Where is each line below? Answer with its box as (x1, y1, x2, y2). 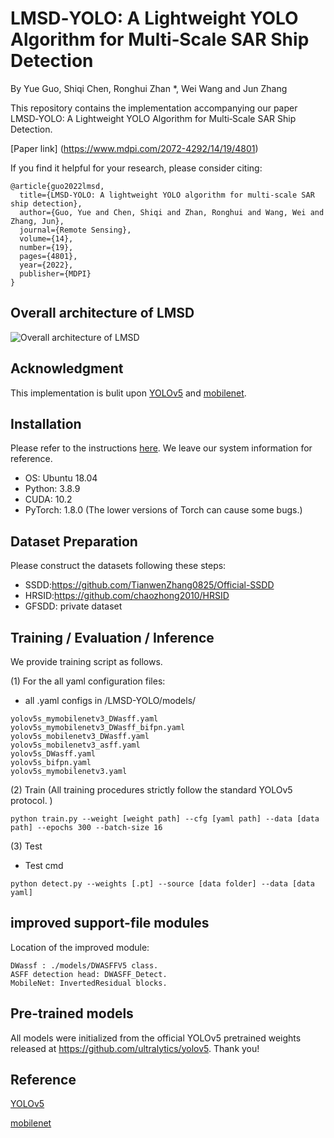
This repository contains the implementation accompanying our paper (10, 102, 298, 114)
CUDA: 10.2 (24, 493, 73, 506)
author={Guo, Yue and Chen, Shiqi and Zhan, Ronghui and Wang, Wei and (19, 207, 325, 217)
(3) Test (10, 840, 43, 852)
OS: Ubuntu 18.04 (24, 472, 98, 484)
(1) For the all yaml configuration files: (10, 675, 166, 687)
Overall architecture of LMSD (10, 305, 195, 322)
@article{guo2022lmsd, (10, 181, 105, 191)
